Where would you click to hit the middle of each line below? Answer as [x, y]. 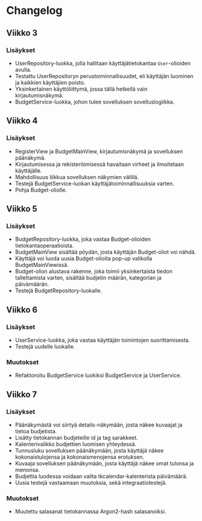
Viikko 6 [22, 310]
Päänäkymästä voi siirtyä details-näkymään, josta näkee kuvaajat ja [99, 425]
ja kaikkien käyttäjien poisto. [50, 82]
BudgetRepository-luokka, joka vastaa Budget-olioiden [83, 239]
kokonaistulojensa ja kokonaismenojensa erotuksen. [80, 457]
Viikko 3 [22, 33]
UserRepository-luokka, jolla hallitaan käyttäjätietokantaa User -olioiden [103, 63]
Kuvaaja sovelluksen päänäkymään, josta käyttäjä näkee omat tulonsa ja [104, 463]
